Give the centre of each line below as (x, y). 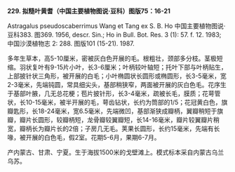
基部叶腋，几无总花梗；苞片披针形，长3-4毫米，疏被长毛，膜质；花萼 (114, 93)
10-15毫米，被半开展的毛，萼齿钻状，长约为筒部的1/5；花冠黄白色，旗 (127, 102)
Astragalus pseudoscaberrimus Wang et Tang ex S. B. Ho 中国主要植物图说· (116, 26)
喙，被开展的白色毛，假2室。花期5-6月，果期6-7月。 (84, 137)
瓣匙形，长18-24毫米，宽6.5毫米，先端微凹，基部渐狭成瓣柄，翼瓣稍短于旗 (115, 111)
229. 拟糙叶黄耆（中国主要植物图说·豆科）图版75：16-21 (89, 11)
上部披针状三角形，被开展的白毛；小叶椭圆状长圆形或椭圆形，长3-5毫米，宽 (117, 76)
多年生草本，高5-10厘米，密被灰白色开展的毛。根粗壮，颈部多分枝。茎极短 (115, 58)
